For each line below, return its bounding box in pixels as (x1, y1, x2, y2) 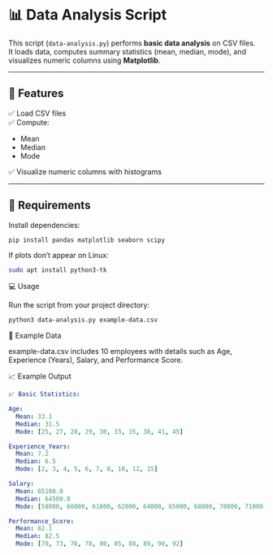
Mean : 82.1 (15, 525, 53, 533)
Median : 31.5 (15, 420, 60, 428)
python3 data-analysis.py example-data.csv (8, 316, 158, 325)
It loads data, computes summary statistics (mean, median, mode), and (8, 46, 246, 56)
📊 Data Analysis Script (8, 6, 167, 24)
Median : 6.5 (15, 457, 57, 465)
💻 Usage (8, 282, 40, 291)
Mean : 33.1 (15, 412, 53, 421)
